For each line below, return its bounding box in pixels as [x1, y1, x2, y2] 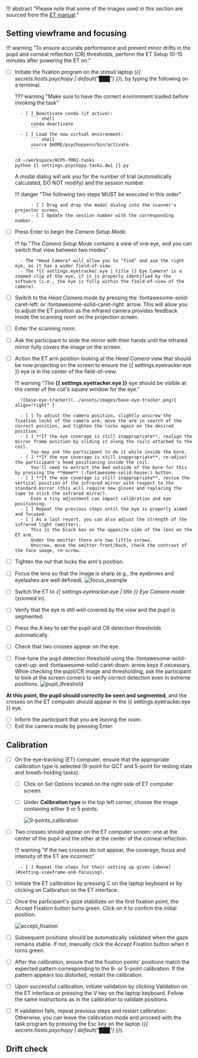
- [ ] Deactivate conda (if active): [20, 110, 113, 116]
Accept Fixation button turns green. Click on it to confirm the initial [14, 904, 177, 912]
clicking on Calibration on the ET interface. [14, 886, 119, 893]
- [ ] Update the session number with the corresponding [30, 212, 174, 218]
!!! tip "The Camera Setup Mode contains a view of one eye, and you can [14, 240, 192, 247]
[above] [152, 864, 171, 870]
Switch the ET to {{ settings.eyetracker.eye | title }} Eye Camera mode [14, 588, 185, 595]
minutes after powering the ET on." [6, 56, 91, 64]
